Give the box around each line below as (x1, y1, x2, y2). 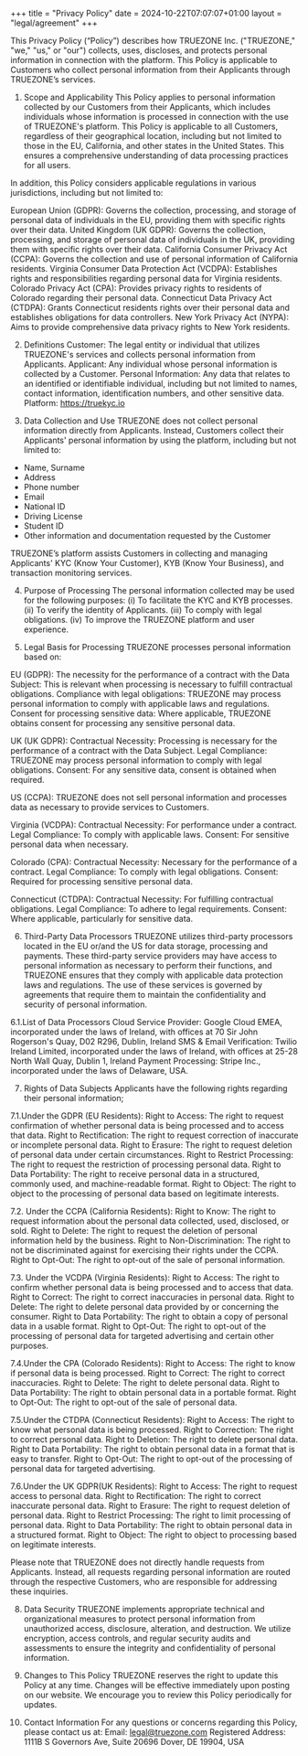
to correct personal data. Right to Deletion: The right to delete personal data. (10, 1434, 298, 1444)
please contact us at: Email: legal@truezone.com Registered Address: (23, 1727, 286, 1737)
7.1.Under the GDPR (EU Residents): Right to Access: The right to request (10, 1110, 284, 1121)
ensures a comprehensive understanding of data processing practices (23, 150, 289, 161)
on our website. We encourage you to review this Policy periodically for (23, 1689, 292, 1700)
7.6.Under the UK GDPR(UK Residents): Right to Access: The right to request (10, 1481, 298, 1492)
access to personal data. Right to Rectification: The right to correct (10, 1491, 261, 1501)
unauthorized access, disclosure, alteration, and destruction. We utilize (23, 1623, 292, 1633)
